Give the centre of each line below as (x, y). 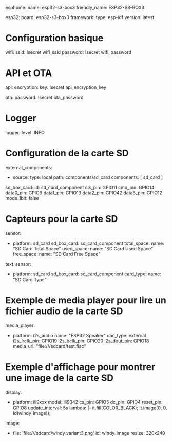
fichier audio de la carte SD (64, 311)
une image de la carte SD (60, 378)
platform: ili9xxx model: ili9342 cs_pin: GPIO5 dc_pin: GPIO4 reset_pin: (88, 402)
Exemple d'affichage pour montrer (80, 367)
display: (14, 392)
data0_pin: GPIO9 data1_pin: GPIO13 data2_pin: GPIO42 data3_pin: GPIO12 (84, 193)
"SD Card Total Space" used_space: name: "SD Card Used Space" (83, 248)
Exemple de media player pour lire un (86, 300)
